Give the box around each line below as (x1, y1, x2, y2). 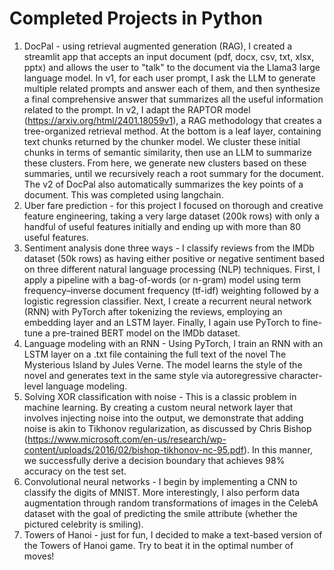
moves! (23, 550, 55, 562)
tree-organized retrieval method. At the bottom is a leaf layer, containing (23, 125, 322, 137)
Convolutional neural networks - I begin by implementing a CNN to (23, 475, 298, 487)
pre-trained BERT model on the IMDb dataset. (52, 327, 241, 339)
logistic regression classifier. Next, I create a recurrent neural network (23, 295, 312, 307)
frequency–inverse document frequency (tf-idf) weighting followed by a (23, 284, 319, 296)
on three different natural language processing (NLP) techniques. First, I (23, 263, 321, 275)
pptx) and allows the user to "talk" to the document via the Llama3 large (23, 61, 321, 73)
